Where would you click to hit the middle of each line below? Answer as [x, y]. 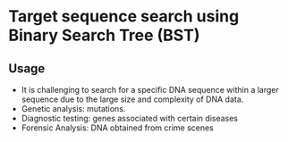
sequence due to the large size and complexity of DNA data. [132, 99]
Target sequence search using [124, 17]
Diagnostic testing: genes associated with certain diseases [130, 118]
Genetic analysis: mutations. [73, 109]
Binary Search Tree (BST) [104, 35]
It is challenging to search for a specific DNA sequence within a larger [150, 90]
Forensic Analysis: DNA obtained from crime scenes [117, 128]
